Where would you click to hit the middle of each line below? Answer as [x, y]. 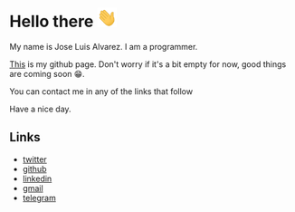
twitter [34, 159]
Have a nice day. [40, 109]
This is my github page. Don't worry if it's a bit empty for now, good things [148, 64]
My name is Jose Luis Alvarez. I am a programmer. [104, 46]
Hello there [52, 22]
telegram [39, 198]
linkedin [37, 178]
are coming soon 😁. [47, 73]
